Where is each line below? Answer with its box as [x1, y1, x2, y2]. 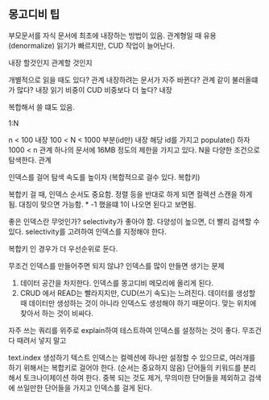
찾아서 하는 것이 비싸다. [19, 308, 94, 318]
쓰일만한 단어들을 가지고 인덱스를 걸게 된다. [16, 382, 153, 393]
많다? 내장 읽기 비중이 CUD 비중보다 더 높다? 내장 [16, 85, 173, 94]
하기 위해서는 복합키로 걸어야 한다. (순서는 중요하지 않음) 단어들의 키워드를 [8, 362, 242, 373]
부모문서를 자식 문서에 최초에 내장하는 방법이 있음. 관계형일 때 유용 [8, 31, 217, 40]
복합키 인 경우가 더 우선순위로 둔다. [8, 244, 118, 253]
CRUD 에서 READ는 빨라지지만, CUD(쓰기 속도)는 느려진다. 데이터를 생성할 [19, 288, 256, 298]
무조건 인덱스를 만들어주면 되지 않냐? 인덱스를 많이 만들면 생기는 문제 [8, 260, 225, 270]
